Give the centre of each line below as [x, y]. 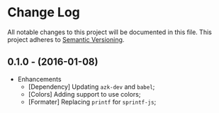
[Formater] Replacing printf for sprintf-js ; [92, 102]
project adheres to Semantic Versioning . [66, 39]
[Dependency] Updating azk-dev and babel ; [91, 87]
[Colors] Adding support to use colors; [84, 94]
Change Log [44, 12]
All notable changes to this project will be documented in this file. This [110, 32]
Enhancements [39, 79]
